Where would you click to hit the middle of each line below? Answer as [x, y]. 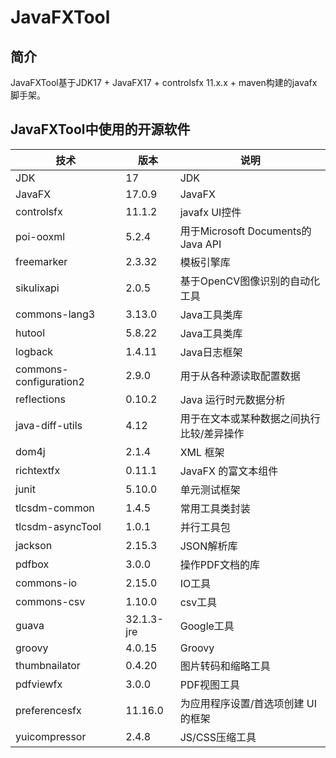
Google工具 [207, 626]
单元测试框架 [210, 489]
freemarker [41, 261]
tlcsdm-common [55, 508]
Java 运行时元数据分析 [232, 399]
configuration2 [50, 381]
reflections [40, 399]
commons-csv [50, 601]
